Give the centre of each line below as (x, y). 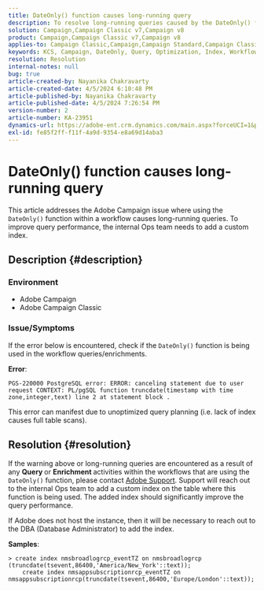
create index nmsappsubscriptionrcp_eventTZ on (101, 573)
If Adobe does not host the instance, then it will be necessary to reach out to (132, 521)
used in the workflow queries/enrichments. (78, 353)
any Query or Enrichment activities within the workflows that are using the (129, 472)
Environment (33, 282)
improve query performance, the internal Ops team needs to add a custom (128, 227)
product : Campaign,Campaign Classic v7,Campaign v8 (94, 37)
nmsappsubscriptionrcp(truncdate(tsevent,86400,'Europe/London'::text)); (132, 579)
